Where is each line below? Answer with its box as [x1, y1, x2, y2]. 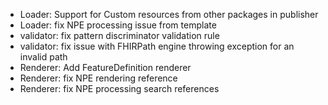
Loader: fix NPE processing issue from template [19, 19, 217, 31]
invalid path [19, 51, 68, 63]
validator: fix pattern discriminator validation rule [19, 30, 220, 41]
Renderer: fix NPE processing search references [19, 83, 220, 94]
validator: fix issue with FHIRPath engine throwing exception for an [19, 40, 295, 52]
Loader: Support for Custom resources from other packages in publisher [19, 9, 319, 20]
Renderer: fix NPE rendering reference [19, 72, 178, 84]
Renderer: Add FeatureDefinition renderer [19, 62, 192, 73]
